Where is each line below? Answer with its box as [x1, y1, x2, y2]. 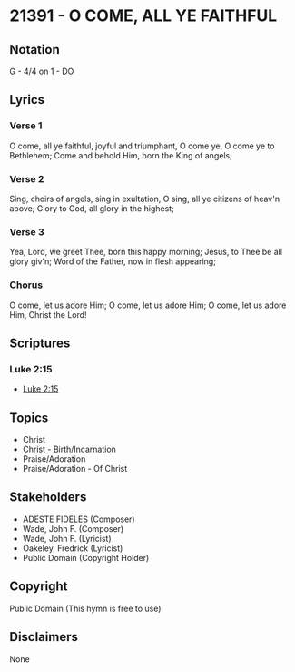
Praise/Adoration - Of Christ [22, 463, 128, 474]
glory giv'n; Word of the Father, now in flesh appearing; [9, 256, 216, 267]
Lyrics [9, 92, 45, 107]
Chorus [9, 279, 44, 291]
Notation [9, 42, 61, 57]
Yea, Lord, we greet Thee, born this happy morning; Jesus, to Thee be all [9, 247, 283, 258]
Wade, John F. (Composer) [22, 523, 124, 534]
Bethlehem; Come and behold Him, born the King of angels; [9, 149, 233, 160]
